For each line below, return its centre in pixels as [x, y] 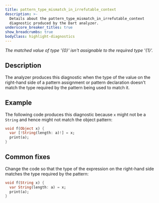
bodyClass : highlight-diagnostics [40, 37]
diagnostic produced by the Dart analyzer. [54, 23]
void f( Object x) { [25, 128]
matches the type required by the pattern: [47, 174]
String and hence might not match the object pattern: [59, 120]
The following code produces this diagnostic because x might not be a [75, 114]
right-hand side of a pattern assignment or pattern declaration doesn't [75, 82]
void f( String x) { [25, 183]
